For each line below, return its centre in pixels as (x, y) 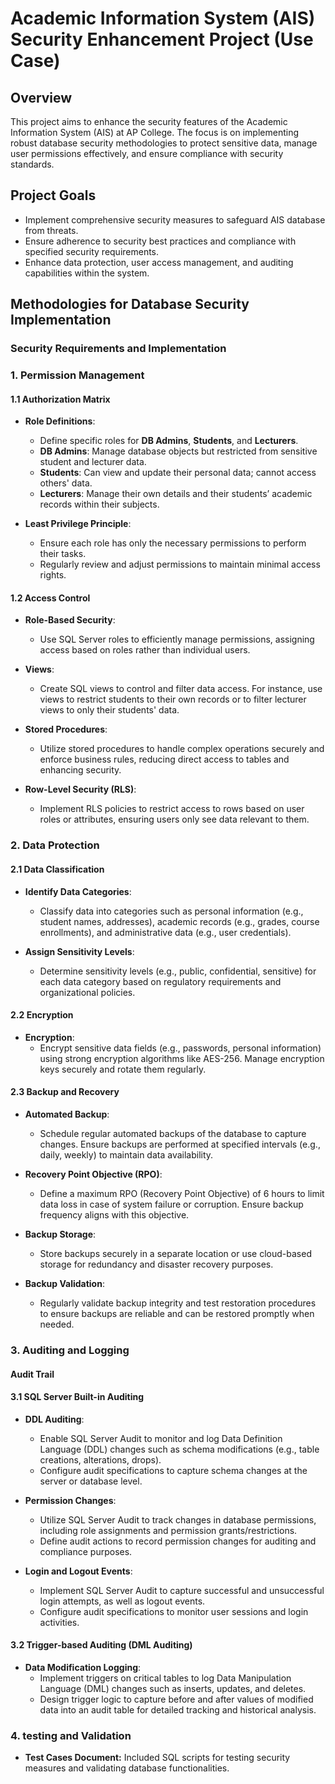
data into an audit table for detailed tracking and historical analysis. (178, 1709)
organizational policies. (87, 992)
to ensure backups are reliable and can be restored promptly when (177, 1313)
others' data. (66, 483)
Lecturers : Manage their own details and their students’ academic (176, 494)
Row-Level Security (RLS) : (80, 789)
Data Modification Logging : (83, 1667)
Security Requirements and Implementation (118, 349)
